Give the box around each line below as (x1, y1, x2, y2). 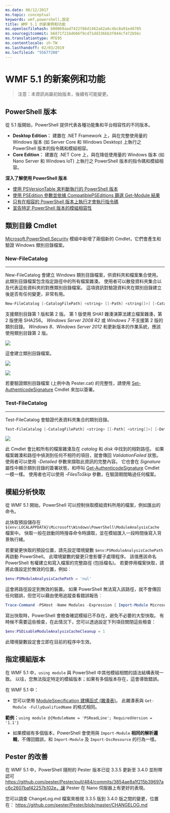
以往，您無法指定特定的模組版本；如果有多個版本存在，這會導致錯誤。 (15, 676, 162, 682)
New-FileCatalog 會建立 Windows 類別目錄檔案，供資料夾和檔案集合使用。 (5, 272, 161, 278)
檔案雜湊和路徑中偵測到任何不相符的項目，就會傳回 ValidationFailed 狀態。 (5, 452, 161, 459)
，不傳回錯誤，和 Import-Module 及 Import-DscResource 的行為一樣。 (17, 736, 159, 742)
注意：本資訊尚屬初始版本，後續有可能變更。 (17, 91, 111, 97)
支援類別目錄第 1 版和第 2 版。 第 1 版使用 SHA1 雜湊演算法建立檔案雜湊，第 (5, 311, 162, 317)
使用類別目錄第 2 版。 (5, 330, 51, 336)
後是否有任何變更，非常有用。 (5, 291, 67, 297)
